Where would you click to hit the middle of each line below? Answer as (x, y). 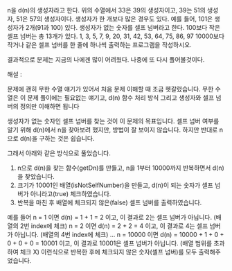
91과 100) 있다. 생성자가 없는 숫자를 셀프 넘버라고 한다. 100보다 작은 (128, 27)
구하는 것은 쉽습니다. (67, 138)
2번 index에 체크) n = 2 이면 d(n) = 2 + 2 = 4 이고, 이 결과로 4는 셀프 (114, 226)
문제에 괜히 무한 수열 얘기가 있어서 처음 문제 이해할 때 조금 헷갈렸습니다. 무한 (110, 89)
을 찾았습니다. (36, 176)
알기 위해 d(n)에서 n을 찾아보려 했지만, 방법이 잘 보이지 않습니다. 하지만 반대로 (113, 130)
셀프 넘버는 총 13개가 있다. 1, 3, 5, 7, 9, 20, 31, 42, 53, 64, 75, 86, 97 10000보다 (116, 36)
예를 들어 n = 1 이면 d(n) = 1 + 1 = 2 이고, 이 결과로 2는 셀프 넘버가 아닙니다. (110, 217)
